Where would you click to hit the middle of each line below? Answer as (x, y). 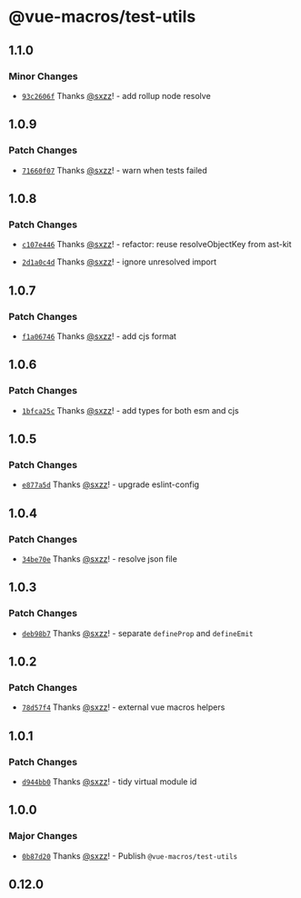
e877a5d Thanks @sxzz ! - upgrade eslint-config (110, 484)
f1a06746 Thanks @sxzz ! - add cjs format (99, 336)
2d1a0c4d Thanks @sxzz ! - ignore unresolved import (119, 262)
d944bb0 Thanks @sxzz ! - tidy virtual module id (109, 782)
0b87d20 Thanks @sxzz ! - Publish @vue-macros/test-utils (130, 855)
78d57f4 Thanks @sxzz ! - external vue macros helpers (123, 707)
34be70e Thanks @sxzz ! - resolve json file (100, 559)
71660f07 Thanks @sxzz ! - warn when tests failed (115, 170)
